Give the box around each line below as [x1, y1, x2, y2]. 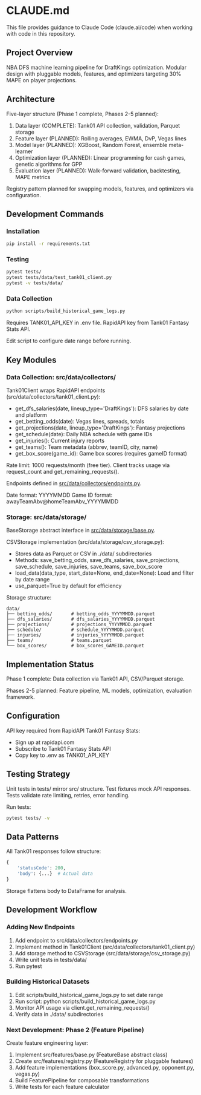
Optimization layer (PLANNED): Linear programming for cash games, [14, 154, 186, 161]
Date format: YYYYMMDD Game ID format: [6, 491, 113, 498]
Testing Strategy [6, 769, 71, 779]
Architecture [6, 94, 56, 105]
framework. [6, 693, 35, 701]
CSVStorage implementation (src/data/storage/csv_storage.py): [6, 538, 164, 546]
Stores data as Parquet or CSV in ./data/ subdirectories [14, 550, 152, 557]
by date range [14, 576, 50, 583]
